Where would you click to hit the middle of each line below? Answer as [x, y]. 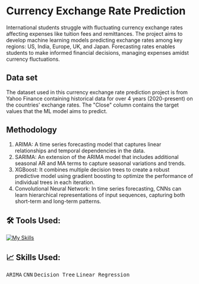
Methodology [32, 130]
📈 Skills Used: [33, 257]
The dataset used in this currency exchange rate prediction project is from [97, 92]
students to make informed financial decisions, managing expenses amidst [97, 52]
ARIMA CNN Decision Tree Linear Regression [68, 275]
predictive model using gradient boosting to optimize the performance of [104, 176]
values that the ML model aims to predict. [57, 111]
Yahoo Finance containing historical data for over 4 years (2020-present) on [99, 98]
